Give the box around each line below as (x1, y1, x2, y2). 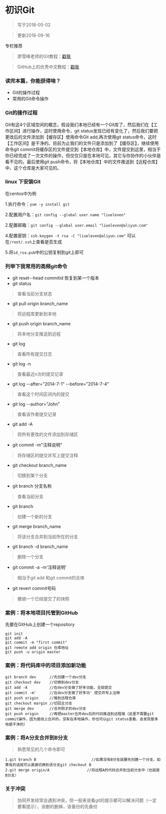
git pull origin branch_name (12, 301, 68, 307)
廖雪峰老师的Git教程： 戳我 (17, 53, 71, 59)
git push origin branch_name (12, 321, 71, 327)
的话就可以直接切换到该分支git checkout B (12, 763, 91, 768)
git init (5, 632, 23, 636)
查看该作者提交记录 (17, 411, 57, 417)
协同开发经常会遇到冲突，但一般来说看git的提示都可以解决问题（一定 (17, 797, 157, 804)
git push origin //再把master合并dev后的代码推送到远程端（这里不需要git (5, 711, 154, 716)
